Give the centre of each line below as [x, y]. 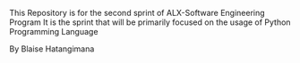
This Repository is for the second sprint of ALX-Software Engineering [137, 13]
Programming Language [54, 31]
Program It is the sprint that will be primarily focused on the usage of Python [150, 22]
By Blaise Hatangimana [52, 49]
